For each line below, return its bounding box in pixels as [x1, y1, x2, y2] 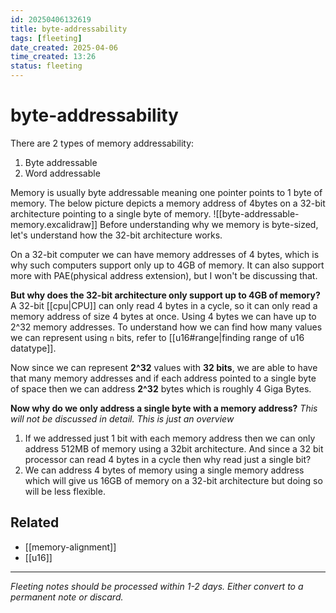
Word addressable [24, 167, 101, 179]
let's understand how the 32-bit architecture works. [10, 229, 223, 241]
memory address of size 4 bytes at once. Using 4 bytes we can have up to [10, 310, 317, 322]
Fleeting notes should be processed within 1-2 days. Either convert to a [10, 580, 304, 592]
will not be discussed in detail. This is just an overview [10, 412, 235, 425]
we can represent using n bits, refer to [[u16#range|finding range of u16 [10, 331, 305, 343]
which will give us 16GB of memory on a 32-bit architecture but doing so [24, 474, 323, 486]
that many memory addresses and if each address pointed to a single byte [10, 372, 317, 384]
